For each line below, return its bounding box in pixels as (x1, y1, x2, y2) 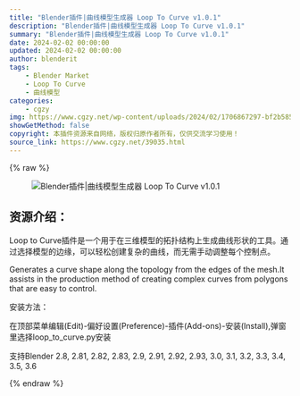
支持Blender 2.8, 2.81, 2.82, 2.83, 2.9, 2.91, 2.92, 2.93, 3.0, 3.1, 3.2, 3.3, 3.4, (9, 350, 286, 361)
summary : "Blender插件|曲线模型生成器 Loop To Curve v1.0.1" (9, 29, 229, 38)
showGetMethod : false (9, 122, 90, 131)
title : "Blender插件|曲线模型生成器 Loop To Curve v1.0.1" (9, 13, 221, 22)
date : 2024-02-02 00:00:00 (9, 38, 110, 47)
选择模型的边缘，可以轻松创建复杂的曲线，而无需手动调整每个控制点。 (16, 246, 275, 257)
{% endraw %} (9, 377, 64, 389)
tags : (9, 63, 29, 72)
